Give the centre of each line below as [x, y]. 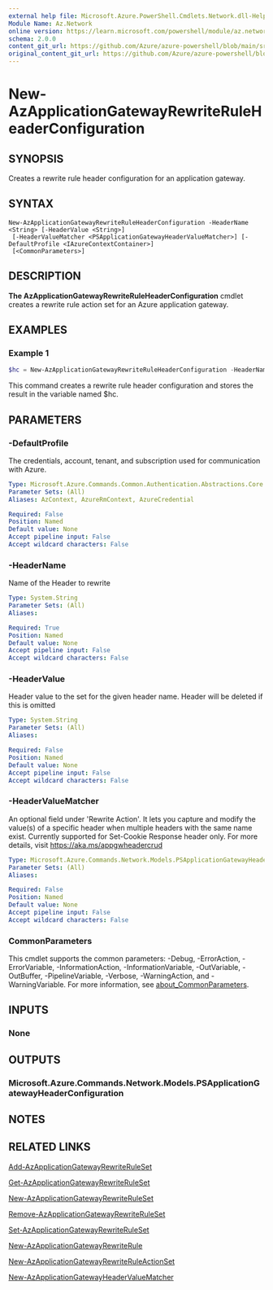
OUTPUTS [35, 1060]
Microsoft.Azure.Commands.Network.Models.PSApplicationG [134, 1082]
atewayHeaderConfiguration [66, 1093]
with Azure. [28, 469]
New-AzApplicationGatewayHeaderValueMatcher [91, 1277]
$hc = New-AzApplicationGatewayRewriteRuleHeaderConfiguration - [121, 370]
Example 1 [29, 353]
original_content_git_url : [54, 54]
